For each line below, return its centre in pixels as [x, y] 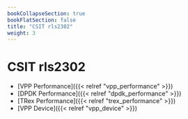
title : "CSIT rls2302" [40, 26]
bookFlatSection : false [42, 20]
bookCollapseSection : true [46, 13]
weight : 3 [22, 33]
